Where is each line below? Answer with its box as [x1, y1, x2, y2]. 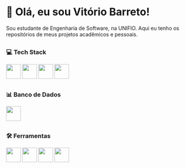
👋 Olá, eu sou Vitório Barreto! [6, 5, 150, 19]
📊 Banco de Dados [6, 91, 61, 99]
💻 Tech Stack [6, 48, 47, 56]
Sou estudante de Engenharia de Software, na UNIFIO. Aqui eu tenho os [6, 25, 180, 32]
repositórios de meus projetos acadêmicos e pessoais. [6, 30, 138, 37]
